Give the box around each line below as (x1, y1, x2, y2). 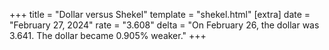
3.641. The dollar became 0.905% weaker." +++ (9, 30, 207, 41)
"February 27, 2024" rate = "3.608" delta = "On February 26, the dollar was (9, 19, 320, 31)
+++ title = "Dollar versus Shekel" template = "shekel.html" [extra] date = (9, 9, 311, 20)
